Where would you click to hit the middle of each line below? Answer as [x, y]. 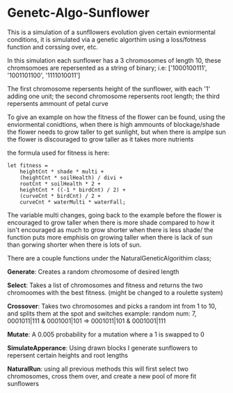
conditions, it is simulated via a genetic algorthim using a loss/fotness [107, 39]
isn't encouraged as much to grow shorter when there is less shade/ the [111, 230]
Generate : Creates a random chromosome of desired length [93, 271]
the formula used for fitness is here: [58, 153]
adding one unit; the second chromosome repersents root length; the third [114, 96]
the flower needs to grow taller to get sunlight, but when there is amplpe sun [116, 132]
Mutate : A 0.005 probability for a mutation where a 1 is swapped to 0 [106, 334]
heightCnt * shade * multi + [62, 171]
